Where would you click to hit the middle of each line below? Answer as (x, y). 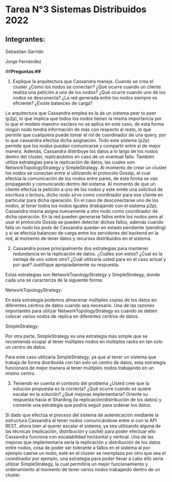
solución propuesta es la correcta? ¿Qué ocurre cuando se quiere (82, 389)
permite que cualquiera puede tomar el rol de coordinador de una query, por (86, 135)
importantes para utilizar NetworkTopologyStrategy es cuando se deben (81, 311)
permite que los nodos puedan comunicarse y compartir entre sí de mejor (83, 146)
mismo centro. (20, 373)
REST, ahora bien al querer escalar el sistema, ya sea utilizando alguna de (83, 426)
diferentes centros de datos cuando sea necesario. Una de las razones (80, 305)
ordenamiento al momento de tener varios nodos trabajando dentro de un (83, 469)
